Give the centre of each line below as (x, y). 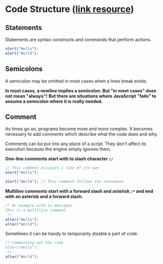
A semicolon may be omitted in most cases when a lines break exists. (77, 81)
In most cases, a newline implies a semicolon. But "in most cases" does (81, 90)
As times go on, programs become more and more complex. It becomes (79, 129)
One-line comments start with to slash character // (59, 159)
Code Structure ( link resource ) (70, 9)
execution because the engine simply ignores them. (58, 149)
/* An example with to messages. (40, 206)
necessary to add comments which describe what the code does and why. (82, 134)
